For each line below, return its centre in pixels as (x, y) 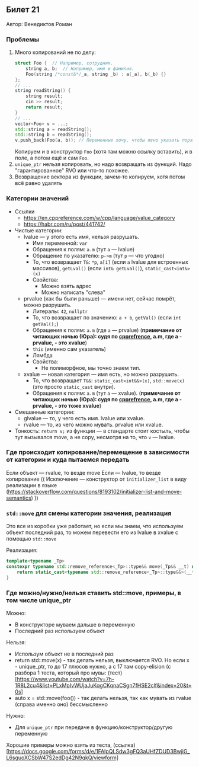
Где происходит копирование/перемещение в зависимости (98, 452)
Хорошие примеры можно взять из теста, (59, 745)
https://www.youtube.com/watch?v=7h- (65, 679)
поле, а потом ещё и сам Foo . (52, 158)
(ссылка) (124, 745)
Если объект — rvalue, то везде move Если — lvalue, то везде (84, 472)
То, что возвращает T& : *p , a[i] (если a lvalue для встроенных (110, 262)
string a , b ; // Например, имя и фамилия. (80, 68)
